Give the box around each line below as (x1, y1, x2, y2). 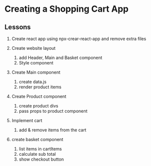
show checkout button (19, 156, 64, 162)
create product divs (19, 103, 58, 108)
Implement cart (11, 118, 42, 123)
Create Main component (11, 69, 60, 75)
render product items (19, 84, 62, 90)
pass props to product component (19, 108, 88, 114)
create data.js (19, 79, 47, 84)
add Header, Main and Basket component (19, 55, 103, 61)
